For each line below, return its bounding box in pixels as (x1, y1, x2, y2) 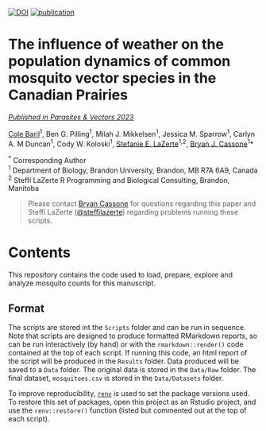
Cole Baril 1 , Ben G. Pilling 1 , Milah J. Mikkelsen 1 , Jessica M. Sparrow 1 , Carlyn (8, 127, 256, 138)
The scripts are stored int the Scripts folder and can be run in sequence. (8, 322, 246, 332)
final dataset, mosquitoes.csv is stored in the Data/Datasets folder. (8, 373, 224, 382)
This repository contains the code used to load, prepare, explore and (8, 270, 233, 280)
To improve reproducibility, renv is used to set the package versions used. (8, 388, 250, 398)
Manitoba (8, 184, 40, 193)
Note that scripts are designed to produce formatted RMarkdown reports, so (8, 331, 258, 340)
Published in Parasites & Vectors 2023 (8, 112, 134, 122)
